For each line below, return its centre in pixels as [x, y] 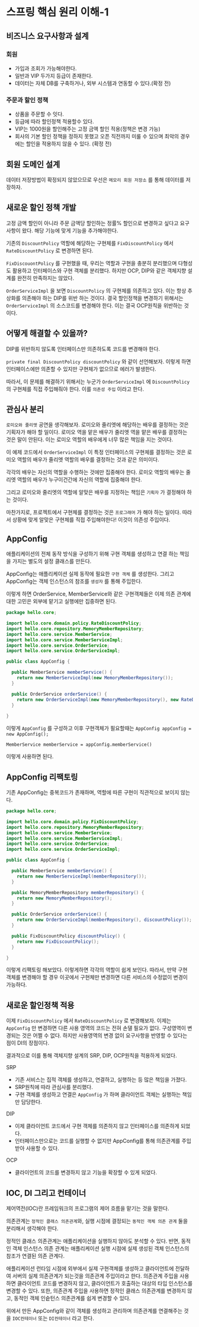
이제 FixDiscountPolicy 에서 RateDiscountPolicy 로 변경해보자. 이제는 [89, 1021]
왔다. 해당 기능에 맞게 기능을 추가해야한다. [70, 230]
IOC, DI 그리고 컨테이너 [46, 1193]
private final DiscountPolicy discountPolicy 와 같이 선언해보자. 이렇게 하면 [99, 361]
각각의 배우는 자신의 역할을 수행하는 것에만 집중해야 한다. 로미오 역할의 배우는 [95, 472]
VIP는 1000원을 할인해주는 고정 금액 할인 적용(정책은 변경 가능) [88, 129]
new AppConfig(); [28, 734]
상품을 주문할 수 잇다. [39, 114]
